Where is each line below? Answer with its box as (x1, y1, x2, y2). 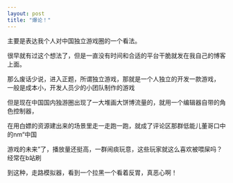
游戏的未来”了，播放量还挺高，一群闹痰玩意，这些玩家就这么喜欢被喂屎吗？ (7, 145, 223, 153)
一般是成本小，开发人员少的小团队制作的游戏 (7, 83, 135, 91)
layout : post (7, 10, 45, 17)
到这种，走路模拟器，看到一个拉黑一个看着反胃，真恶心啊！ (7, 168, 178, 177)
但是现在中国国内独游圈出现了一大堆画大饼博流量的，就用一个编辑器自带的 (7, 98, 220, 106)
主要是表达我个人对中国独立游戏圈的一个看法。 (7, 36, 141, 45)
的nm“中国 (7, 130, 37, 139)
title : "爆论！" (7, 17, 51, 24)
